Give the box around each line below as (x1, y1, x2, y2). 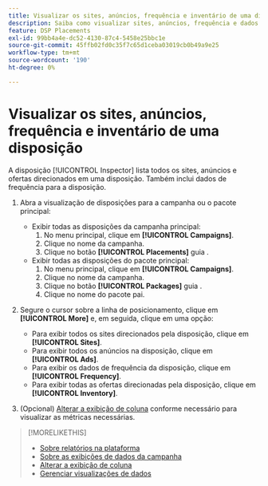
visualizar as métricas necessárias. (19, 412, 136, 421)
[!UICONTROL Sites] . (31, 337, 102, 347)
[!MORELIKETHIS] (27, 428, 87, 437)
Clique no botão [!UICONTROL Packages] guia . (43, 281, 203, 290)
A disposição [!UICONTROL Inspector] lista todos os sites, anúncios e (8, 165, 237, 175)
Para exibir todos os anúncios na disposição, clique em (31, 346, 213, 355)
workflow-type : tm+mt (8, 49, 81, 57)
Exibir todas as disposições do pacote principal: (31, 255, 190, 265)
